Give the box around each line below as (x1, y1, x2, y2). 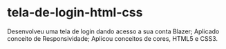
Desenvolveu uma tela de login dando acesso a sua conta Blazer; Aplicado (7, 27, 220, 35)
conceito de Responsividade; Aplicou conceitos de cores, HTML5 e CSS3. (7, 34, 218, 42)
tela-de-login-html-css (7, 5, 143, 20)
